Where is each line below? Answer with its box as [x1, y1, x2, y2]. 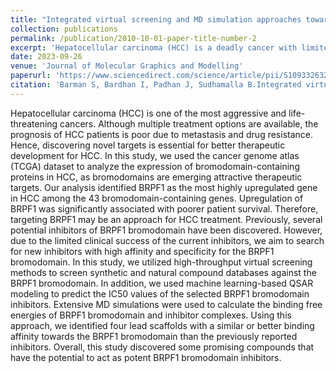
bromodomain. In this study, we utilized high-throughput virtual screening [10, 256, 313, 268]
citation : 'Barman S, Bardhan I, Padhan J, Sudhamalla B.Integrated [10, 80, 302, 90]
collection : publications [10, 24, 118, 34]
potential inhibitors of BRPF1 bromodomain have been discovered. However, [10, 224, 323, 236]
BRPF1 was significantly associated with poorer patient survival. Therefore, [10, 202, 319, 215]
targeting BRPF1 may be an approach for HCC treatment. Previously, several [10, 213, 323, 225]
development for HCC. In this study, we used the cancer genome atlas [10, 149, 300, 161]
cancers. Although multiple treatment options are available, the [59, 117, 319, 130]
